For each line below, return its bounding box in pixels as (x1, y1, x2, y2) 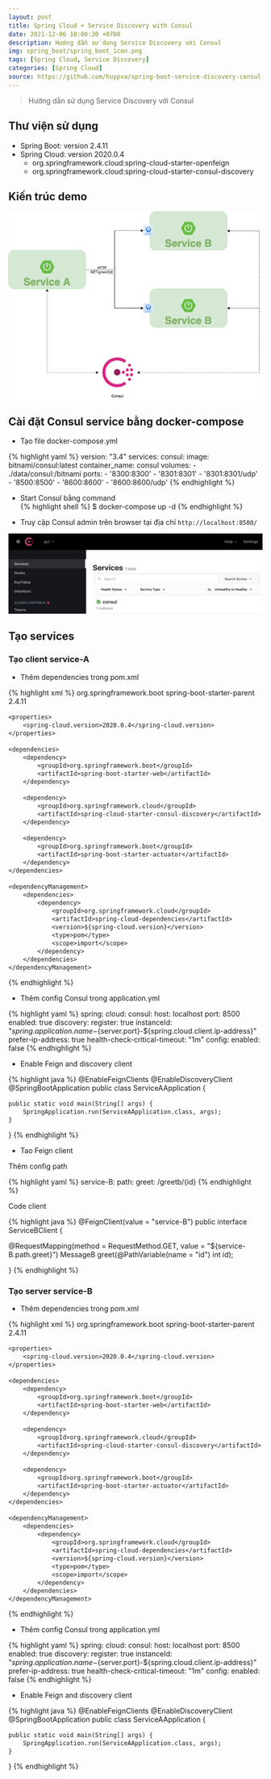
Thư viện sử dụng (8, 120, 98, 133)
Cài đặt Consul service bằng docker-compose (8, 414, 244, 428)
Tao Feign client (19, 1145, 73, 1155)
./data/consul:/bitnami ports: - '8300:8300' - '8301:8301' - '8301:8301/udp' (8, 469, 258, 479)
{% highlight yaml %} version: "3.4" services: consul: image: (8, 452, 210, 462)
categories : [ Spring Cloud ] (8, 65, 103, 73)
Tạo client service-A (8, 654, 90, 665)
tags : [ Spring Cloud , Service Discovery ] (8, 56, 150, 64)
